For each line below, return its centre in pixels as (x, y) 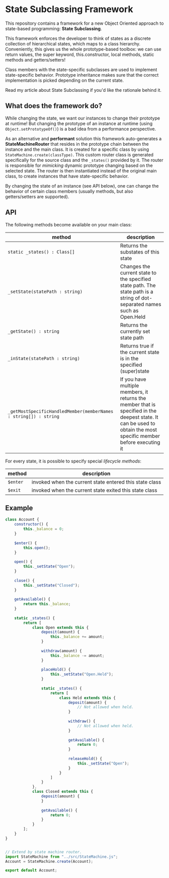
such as (129, 310)
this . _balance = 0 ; (44, 529)
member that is (138, 404)
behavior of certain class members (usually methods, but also (69, 191)
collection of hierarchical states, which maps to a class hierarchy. (73, 43)
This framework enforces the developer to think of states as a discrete (78, 38)
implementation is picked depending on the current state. (65, 80)
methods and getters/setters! (35, 60)
